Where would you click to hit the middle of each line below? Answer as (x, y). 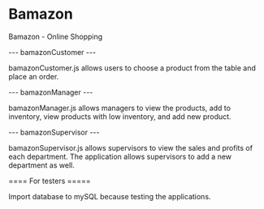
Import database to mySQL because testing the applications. (110, 196)
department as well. (41, 165)
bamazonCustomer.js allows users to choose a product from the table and (132, 68)
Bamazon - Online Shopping (56, 36)
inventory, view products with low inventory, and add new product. (120, 116)
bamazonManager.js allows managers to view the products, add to (120, 108)
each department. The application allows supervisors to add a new (120, 156)
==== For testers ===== (50, 181)
